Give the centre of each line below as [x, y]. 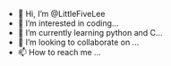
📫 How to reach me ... [59, 52]
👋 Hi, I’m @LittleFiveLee [61, 14]
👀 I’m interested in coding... [68, 23]
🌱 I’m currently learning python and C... [90, 33]
